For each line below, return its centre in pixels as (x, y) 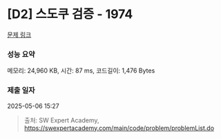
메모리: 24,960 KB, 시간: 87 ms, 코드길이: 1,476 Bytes (81, 71)
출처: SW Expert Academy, (61, 120)
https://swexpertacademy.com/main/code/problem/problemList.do (119, 128)
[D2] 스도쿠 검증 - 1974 (70, 14)
